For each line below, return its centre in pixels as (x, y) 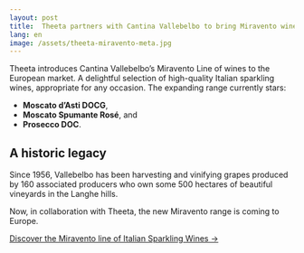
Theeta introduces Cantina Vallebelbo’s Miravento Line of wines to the (140, 69)
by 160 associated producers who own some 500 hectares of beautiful (141, 184)
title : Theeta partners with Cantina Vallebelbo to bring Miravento (143, 26)
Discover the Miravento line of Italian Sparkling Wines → (114, 239)
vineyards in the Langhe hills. (64, 194)
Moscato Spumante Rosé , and (80, 115)
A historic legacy (58, 153)
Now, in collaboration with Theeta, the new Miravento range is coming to (144, 211)
